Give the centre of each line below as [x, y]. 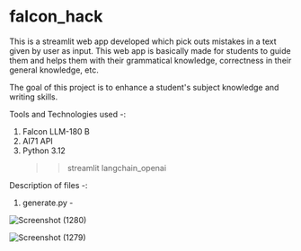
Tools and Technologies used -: [68, 114]
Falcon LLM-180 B [56, 131]
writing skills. [34, 97]
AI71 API [38, 141]
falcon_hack [56, 17]
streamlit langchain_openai [117, 168]
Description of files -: [49, 185]
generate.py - [48, 203]
